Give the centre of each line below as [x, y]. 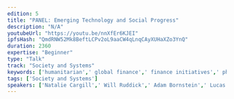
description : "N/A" [36, 26]
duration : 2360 [29, 46]
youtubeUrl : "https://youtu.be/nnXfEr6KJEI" [73, 33]
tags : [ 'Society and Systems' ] [53, 78]
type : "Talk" [26, 59]
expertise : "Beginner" [40, 53]
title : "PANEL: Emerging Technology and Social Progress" [93, 20]
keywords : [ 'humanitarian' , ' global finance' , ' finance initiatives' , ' [113, 72]
